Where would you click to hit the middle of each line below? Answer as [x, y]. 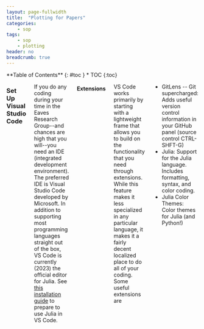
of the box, [47, 248]
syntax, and [176, 184]
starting [123, 106]
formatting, [176, 177]
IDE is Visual [49, 184]
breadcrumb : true [28, 57]
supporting [48, 216]
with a [121, 112]
